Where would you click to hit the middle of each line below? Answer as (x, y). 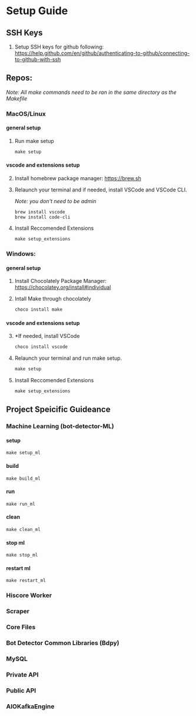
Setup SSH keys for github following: (59, 47)
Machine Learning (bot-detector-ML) (60, 427)
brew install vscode (40, 212)
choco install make (39, 310)
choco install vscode (41, 347)
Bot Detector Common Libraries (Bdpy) (63, 643)
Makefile (17, 98)
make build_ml (24, 479)
